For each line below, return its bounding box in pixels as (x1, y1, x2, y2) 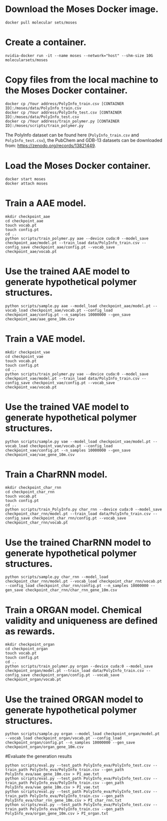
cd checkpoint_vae (5, 354, 43, 359)
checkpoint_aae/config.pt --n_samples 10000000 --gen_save (5, 312, 131, 317)
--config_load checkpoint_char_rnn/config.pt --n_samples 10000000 (5, 583, 149, 588)
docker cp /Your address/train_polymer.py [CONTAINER (5, 118, 120, 123)
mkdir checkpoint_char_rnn (5, 485, 61, 490)
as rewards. (5, 625, 55, 637)
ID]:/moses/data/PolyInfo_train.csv (5, 105, 81, 110)
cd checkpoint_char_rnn (5, 489, 55, 494)
